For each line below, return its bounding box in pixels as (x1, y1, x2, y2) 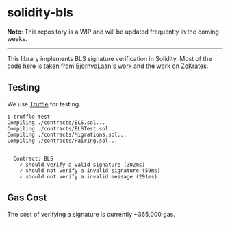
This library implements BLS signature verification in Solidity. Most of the (7, 54, 212, 62)
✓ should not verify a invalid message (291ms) (19, 173, 157, 180)
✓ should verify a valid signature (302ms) (19, 161, 146, 168)
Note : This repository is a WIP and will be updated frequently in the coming (7, 27, 219, 36)
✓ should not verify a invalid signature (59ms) (19, 167, 161, 174)
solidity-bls (7, 5, 73, 21)
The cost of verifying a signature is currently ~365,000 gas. (7, 210, 176, 218)
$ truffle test (7, 113, 51, 120)
